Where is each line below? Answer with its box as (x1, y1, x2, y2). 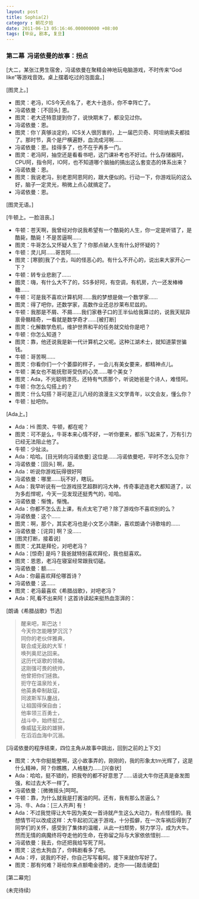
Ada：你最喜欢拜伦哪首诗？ (14, 572, 82, 579)
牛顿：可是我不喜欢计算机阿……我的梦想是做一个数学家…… (14, 293, 159, 301)
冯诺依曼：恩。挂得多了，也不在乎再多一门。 (14, 144, 125, 151)
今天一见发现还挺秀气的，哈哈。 (46, 490, 125, 498)
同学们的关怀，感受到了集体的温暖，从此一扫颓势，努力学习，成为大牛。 (14, 824, 192, 832)
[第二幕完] (6, 874, 31, 881)
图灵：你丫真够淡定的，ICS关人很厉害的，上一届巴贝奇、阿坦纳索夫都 (14, 129, 185, 136)
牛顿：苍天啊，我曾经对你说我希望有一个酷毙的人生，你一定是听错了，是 (14, 227, 192, 234)
